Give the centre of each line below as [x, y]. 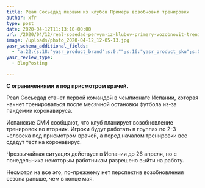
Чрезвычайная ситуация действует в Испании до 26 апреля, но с [92, 154]
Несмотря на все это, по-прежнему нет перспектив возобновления [95, 172]
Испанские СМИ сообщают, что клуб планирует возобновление [90, 122]
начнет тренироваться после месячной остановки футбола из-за [92, 104]
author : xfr [21, 18]
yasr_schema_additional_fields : [47, 46]
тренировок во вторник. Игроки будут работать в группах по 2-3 [91, 129]
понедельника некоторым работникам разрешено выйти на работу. [95, 160]
